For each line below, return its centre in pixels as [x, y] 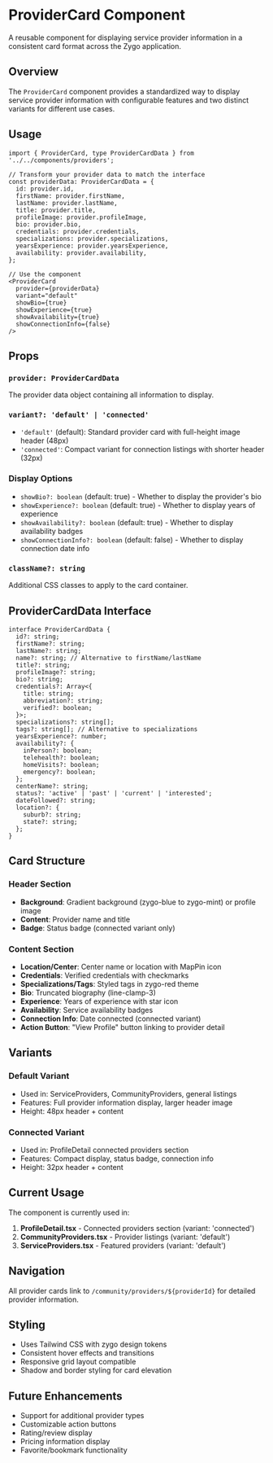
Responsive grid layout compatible [78, 1362]
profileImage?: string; [56, 672]
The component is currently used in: [69, 1212]
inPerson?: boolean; [58, 751]
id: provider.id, [45, 189]
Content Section [41, 948]
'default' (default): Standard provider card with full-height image [130, 431]
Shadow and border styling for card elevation [96, 1370]
